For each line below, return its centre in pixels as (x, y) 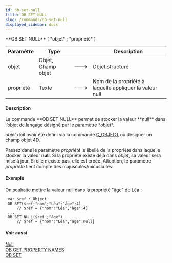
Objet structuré (111, 67)
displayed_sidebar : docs (32, 24)
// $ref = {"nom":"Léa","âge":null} (56, 221)
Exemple (15, 178)
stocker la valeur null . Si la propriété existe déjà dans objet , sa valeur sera (83, 156)
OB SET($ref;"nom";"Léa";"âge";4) (44, 204)
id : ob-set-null (23, 10)
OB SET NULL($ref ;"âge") (35, 217)
